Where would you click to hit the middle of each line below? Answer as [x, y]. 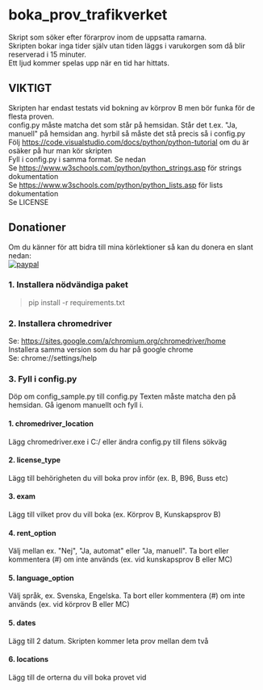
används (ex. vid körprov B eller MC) [69, 604]
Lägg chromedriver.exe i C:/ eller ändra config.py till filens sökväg [118, 441]
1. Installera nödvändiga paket [69, 285]
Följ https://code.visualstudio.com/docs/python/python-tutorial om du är [129, 142]
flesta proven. [31, 116]
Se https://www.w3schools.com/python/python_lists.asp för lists [116, 185]
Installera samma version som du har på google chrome [101, 349]
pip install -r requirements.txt [76, 302]
